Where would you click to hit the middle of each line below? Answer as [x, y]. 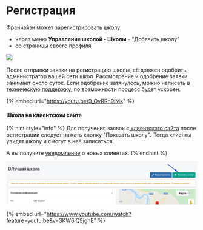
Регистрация [41, 11]
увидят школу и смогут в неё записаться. [60, 141]
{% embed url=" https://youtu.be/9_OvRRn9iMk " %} [71, 101]
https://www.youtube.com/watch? [89, 214]
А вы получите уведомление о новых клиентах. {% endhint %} [87, 153]
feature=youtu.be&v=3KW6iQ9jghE [50, 220]
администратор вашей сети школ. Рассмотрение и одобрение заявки [97, 76]
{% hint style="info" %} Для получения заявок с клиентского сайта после [101, 129]
